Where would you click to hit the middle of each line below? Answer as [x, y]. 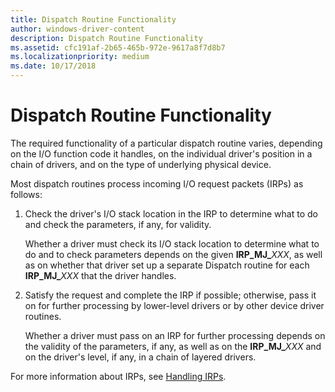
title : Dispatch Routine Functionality [93, 19]
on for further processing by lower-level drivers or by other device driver [174, 305]
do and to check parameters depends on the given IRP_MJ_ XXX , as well [173, 254]
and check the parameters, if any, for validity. [118, 224]
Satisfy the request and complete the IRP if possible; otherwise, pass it [170, 295]
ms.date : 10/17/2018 [53, 66]
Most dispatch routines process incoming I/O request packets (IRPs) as [157, 183]
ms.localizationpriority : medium [80, 57]
